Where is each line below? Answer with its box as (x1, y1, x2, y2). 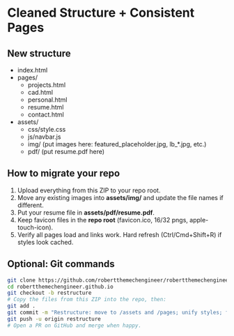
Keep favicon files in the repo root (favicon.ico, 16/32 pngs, (17, 215, 188, 224)
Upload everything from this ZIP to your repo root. (17, 186, 161, 194)
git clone (7, 277, 36, 284)
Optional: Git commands (7, 258, 115, 270)
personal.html (27, 96, 68, 104)
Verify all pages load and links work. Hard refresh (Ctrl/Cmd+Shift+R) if (17, 230, 222, 238)
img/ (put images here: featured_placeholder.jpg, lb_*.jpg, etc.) (27, 140, 207, 148)
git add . (7, 303, 36, 310)
